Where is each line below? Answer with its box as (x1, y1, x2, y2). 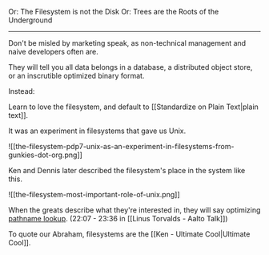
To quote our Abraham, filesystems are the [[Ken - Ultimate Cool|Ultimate (8, 229, 251, 239)
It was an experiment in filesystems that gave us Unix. (8, 126, 187, 136)
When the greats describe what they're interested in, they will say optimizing (8, 205, 261, 215)
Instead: (8, 87, 35, 95)
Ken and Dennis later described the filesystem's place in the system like (8, 166, 246, 175)
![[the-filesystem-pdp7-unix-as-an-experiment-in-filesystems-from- (8, 142, 235, 151)
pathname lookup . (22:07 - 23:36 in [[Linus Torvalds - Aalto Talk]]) (8, 214, 228, 223)
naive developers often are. (8, 47, 98, 56)
